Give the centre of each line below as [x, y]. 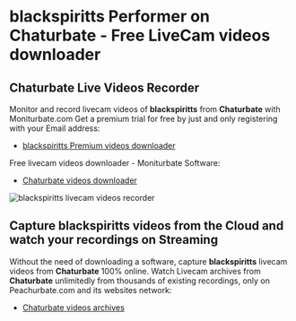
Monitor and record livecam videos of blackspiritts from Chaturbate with [145, 109]
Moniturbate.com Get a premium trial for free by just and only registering [144, 119]
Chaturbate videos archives [74, 308]
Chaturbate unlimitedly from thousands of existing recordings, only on [140, 281]
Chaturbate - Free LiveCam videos [140, 35]
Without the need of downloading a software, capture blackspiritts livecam [148, 261]
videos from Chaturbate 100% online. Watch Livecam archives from [135, 271]
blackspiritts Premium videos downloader [99, 146]
